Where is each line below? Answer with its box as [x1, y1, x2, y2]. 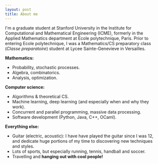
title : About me [5, 12, 38, 16]
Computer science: [5, 84, 45, 90]
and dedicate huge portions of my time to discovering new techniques [12, 138, 153, 144]
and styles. [12, 143, 35, 149]
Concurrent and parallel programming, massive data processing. [12, 109, 141, 115]
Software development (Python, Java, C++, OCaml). [12, 114, 117, 120]
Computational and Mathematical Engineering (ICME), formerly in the [5, 30, 143, 36]
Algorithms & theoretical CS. [12, 93, 69, 99]
